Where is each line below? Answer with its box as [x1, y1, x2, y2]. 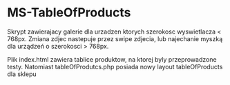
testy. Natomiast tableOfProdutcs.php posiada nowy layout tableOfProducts [7, 62, 223, 71]
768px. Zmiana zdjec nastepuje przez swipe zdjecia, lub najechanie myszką [7, 34, 223, 42]
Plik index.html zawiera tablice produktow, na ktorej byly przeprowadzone [7, 55, 217, 63]
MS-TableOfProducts [7, 5, 131, 21]
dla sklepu [7, 70, 37, 78]
